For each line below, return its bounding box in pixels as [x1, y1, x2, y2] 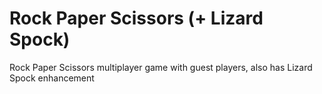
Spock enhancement [9, 72, 95, 84]
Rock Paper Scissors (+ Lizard [9, 7, 264, 30]
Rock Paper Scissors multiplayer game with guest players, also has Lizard [9, 61, 313, 73]
